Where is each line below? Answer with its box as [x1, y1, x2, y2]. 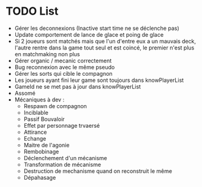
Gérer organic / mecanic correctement [14, 57, 112, 64]
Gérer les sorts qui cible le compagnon [14, 70, 113, 77]
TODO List [6, 4, 59, 18]
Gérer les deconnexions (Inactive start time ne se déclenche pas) [14, 24, 179, 32]
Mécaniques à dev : [14, 96, 65, 103]
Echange [23, 134, 47, 142]
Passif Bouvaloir [23, 115, 65, 123]
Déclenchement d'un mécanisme [23, 154, 108, 161]
